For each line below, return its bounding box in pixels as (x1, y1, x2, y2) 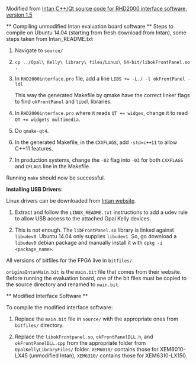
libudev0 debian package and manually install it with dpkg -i (14, 239, 163, 246)
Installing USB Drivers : (6, 186, 63, 193)
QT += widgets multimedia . (14, 116, 81, 123)
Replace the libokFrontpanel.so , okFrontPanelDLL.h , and (14, 333, 153, 340)
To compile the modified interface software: (6, 304, 113, 310)
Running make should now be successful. (6, 174, 105, 181)
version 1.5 (6, 11, 33, 18)
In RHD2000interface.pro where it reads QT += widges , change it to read (14, 110, 188, 116)
